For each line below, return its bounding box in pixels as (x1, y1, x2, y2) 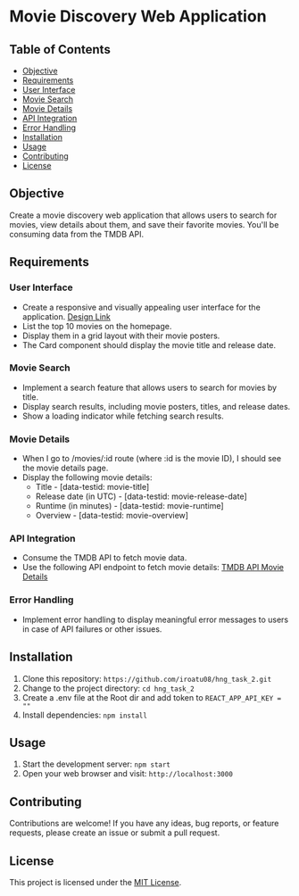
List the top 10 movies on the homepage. (21, 320, 172, 331)
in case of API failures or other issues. (21, 623, 162, 635)
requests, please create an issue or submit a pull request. (9, 827, 220, 838)
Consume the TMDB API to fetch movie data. (21, 552, 187, 563)
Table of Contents (9, 42, 112, 57)
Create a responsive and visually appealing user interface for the (21, 302, 261, 312)
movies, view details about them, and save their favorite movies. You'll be (9, 219, 279, 229)
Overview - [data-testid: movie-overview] (35, 510, 189, 521)
